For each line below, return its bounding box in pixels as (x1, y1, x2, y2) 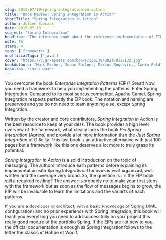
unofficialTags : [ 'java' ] (5, 53, 58, 58)
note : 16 (5, 39, 23, 44)
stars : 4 (5, 44, 23, 49)
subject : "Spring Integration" (5, 30, 70, 35)
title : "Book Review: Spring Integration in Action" (5, 12, 116, 17)
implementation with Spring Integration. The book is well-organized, (5, 168, 143, 173)
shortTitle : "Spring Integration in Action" (5, 16, 98, 21)
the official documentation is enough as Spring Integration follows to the (5, 224, 152, 230)
